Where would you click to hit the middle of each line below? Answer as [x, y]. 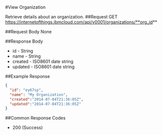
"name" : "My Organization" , [39, 95]
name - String [26, 56]
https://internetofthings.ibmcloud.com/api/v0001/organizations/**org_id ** [81, 22]
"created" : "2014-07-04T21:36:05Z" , [47, 99]
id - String [23, 51]
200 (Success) [28, 128]
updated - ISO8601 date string [43, 67]
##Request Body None [28, 32]
